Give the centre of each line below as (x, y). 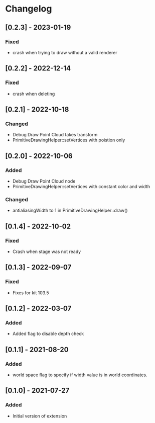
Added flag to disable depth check (48, 334)
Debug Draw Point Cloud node (44, 181)
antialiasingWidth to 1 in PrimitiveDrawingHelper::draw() (70, 210)
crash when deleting (34, 94)
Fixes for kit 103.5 (31, 293)
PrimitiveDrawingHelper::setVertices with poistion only (69, 140)
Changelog (29, 9)
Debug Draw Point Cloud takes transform (55, 135)
